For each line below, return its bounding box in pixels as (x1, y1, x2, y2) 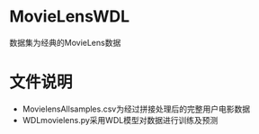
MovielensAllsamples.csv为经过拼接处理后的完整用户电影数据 (22, 103, 250, 114)
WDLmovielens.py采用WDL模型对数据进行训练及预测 (22, 114, 219, 125)
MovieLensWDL (9, 6, 130, 27)
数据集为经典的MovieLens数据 (9, 37, 121, 48)
